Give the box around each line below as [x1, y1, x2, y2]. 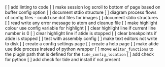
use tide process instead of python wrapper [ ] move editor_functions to [5, 46, 154, 52]
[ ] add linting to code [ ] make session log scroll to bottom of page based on [5, 4, 161, 10]
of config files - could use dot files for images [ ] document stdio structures [5, 15, 158, 20]
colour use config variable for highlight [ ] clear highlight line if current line [5, 25, 156, 31]
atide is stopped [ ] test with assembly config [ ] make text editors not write [5, 35, 158, 41]
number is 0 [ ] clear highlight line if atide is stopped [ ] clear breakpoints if [5, 31, 157, 36]
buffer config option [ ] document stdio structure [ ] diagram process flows [5, 9, 157, 15]
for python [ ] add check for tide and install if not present [5, 57, 121, 62]
